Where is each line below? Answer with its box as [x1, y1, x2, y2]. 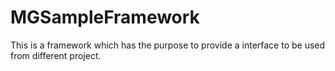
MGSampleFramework [10, 6, 200, 29]
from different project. [10, 49, 102, 61]
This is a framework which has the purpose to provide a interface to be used [10, 39, 326, 51]
